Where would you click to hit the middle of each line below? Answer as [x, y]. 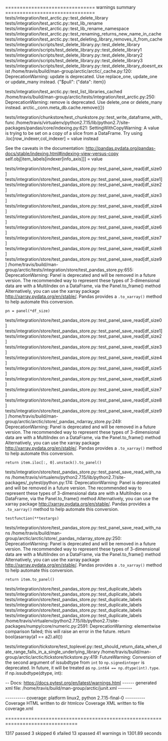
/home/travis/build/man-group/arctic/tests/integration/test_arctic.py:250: [80, 97]
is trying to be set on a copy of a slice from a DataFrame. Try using [74, 133]
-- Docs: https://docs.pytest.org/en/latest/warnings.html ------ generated [81, 683]
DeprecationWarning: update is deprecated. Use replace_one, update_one [81, 76]
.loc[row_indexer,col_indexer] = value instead [52, 138]
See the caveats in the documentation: [45, 148]
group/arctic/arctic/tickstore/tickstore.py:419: [52, 657]
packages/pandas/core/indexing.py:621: [47, 128]
